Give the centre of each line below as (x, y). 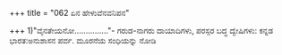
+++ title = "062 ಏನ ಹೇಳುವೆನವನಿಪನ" (69, 13)
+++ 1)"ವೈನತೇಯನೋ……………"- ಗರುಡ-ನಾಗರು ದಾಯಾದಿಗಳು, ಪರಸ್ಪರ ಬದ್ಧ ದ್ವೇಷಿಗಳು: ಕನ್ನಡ (141, 31)
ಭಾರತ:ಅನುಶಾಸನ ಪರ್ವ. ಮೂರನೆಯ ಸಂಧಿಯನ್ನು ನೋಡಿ (83, 40)
